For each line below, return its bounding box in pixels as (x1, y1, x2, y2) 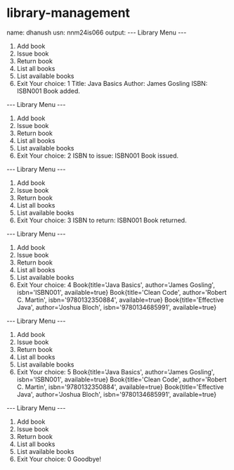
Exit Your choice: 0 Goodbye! (16, 455, 101, 463)
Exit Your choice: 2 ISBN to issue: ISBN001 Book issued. (16, 151, 179, 160)
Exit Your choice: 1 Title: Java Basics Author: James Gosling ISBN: (16, 79, 208, 87)
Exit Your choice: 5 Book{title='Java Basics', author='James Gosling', (16, 367, 215, 376)
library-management (6, 5, 131, 21)
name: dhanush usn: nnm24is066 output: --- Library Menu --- (6, 28, 187, 37)
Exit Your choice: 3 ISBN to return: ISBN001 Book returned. (16, 216, 187, 224)
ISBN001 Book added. (16, 87, 80, 95)
